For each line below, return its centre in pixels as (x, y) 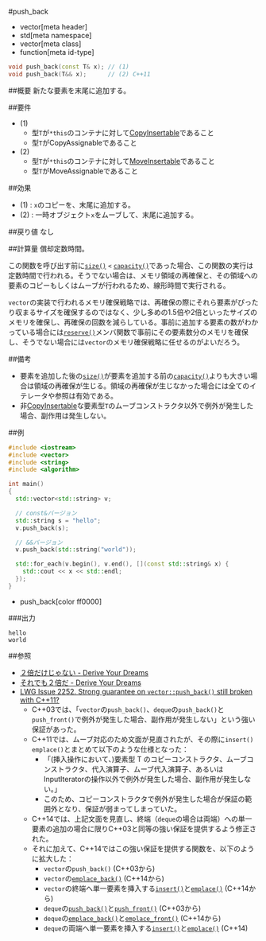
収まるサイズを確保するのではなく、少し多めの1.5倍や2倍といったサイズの (136, 312)
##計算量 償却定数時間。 (48, 248)
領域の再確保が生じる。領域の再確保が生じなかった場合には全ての (142, 386)
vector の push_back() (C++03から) (99, 868)
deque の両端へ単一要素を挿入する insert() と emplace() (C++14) (146, 928)
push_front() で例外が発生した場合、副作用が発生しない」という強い (143, 719)
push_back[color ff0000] (61, 601)
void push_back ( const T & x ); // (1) (69, 67)
